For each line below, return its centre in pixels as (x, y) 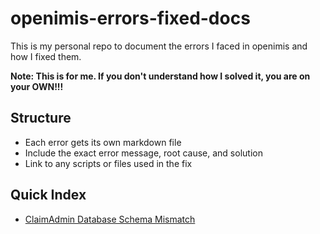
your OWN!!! (37, 86)
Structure (41, 118)
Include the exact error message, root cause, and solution (143, 153)
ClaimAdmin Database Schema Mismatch (110, 219)
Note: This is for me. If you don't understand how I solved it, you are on (160, 76)
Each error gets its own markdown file (103, 142)
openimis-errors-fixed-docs (130, 18)
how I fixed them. (46, 56)
